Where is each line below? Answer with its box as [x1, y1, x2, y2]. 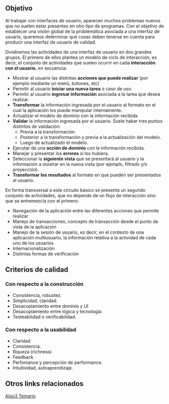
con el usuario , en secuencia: [5, 65, 67, 71]
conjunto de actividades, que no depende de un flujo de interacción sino [5, 192, 156, 198]
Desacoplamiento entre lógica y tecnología [12, 308, 102, 314]
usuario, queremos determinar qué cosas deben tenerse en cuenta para [5, 33, 155, 40]
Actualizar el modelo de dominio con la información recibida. [12, 113, 139, 119]
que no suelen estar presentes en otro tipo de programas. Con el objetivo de [5, 23, 164, 29]
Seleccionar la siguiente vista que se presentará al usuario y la [12, 156, 144, 162]
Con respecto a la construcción [5, 281, 84, 288]
